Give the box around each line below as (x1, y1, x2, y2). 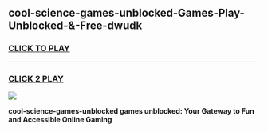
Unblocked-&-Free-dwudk (8, 19, 143, 33)
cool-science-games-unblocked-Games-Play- (8, 6, 245, 20)
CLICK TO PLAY (8, 43, 70, 54)
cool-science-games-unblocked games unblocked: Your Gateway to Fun (8, 106, 254, 115)
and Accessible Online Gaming (8, 114, 112, 124)
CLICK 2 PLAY (8, 73, 64, 84)
